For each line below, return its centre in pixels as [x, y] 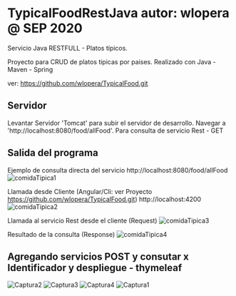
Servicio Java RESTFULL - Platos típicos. [68, 48]
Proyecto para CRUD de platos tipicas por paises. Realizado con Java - [112, 61]
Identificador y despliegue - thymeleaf [95, 268]
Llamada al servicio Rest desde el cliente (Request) [82, 220]
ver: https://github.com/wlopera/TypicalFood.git [78, 83]
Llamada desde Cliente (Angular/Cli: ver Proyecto [80, 191]
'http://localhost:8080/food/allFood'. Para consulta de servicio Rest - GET [116, 131]
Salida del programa [53, 153]
